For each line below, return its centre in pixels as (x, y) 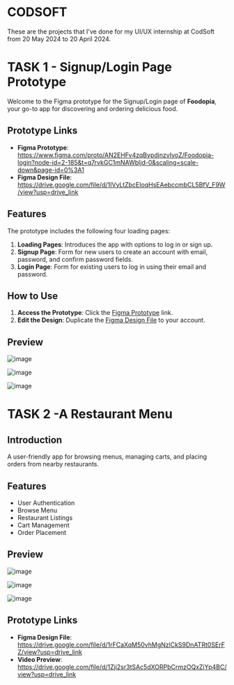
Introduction (35, 440)
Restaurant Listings (45, 517)
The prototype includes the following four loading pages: (89, 230)
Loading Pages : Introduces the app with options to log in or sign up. (115, 244)
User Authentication (46, 503)
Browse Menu (37, 510)
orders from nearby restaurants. (53, 464)
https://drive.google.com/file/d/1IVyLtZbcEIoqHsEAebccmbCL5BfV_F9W (121, 184)
